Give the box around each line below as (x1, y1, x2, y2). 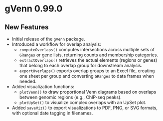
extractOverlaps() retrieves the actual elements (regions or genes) (19, 57, 158, 63)
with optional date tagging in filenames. (11, 110, 93, 116)
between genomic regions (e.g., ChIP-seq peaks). (19, 94, 122, 100)
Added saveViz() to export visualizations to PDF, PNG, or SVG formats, (11, 105, 158, 111)
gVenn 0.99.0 (4, 3, 63, 14)
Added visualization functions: (11, 84, 74, 90)
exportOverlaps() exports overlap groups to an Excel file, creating (19, 68, 155, 74)
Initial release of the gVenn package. (11, 36, 85, 42)
